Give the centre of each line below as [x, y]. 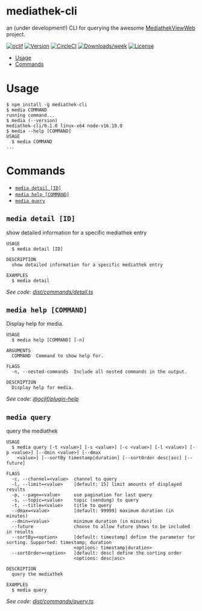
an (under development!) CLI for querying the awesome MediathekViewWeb [101, 28]
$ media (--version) [32, 120]
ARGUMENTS [19, 351]
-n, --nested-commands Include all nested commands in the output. [99, 372]
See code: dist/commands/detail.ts [50, 292]
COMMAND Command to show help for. [58, 356]
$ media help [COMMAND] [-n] [48, 340]
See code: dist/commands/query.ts [50, 601]
